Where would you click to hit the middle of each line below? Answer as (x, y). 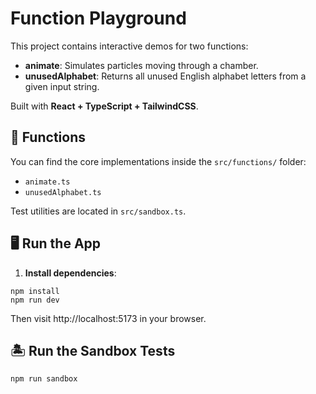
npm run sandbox (44, 379)
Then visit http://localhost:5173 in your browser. (108, 318)
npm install (35, 291)
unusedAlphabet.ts (63, 192)
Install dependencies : (70, 273)
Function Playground (98, 18)
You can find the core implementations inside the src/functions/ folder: (158, 161)
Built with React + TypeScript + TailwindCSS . (104, 106)
